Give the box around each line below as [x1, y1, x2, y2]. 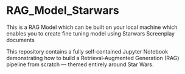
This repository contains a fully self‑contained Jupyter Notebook [6, 48, 169, 55]
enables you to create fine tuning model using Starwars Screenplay [6, 29, 175, 37]
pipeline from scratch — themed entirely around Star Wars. [6, 61, 154, 68]
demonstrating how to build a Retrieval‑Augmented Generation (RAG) [6, 54, 180, 61]
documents [6, 36, 35, 43]
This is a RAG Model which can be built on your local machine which [6, 23, 178, 31]
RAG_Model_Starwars [6, 4, 120, 17]
